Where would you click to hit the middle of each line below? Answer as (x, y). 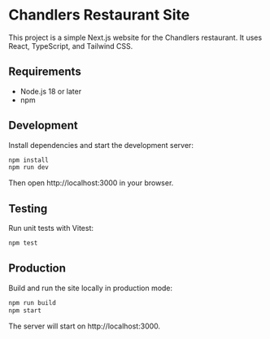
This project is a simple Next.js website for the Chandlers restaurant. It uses (135, 37)
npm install (28, 160)
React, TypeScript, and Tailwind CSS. (71, 46)
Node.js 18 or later (51, 91)
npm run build (33, 302)
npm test (23, 243)
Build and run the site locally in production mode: (91, 288)
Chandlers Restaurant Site (99, 15)
